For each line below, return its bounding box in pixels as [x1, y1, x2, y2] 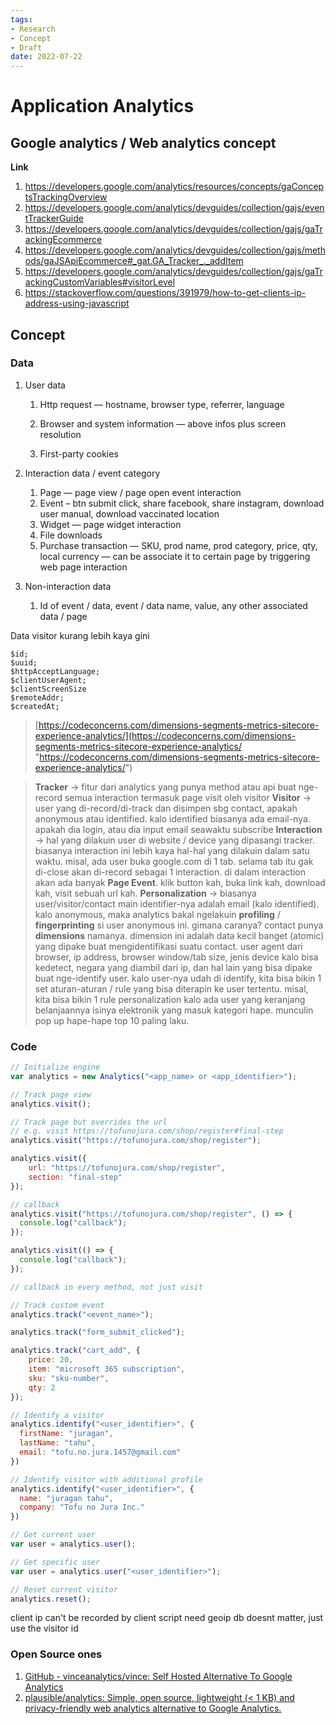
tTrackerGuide [24, 212, 84, 225]
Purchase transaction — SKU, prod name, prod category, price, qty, [39, 539, 318, 551]
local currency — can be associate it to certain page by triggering [39, 550, 311, 562]
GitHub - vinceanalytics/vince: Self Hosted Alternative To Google [24, 1670, 293, 1682]
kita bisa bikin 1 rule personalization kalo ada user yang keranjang [34, 993, 306, 1005]
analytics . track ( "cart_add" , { [10, 1346, 141, 1356]
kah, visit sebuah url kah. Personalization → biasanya [34, 887, 257, 899]
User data [24, 379, 66, 391]
